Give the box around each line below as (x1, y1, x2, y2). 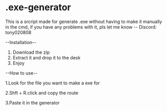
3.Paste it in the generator (5, 99, 60, 106)
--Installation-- (5, 39, 37, 45)
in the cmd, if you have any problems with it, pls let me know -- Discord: (5, 24, 157, 30)
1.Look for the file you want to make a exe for (5, 80, 100, 86)
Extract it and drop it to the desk (12, 54, 81, 60)
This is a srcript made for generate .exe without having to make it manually (5, 18, 162, 25)
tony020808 (5, 29, 32, 35)
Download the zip (12, 49, 50, 55)
